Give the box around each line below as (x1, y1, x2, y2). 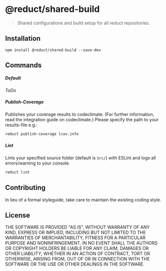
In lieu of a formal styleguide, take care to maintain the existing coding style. (5, 196, 162, 202)
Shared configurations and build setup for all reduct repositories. (17, 20, 150, 26)
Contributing (5, 183, 46, 192)
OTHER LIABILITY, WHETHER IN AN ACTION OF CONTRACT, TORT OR (5, 251, 150, 257)
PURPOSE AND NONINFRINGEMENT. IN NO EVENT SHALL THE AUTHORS (5, 240, 158, 246)
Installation (5, 34, 41, 43)
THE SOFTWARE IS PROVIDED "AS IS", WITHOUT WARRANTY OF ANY (5, 224, 150, 230)
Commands (5, 61, 42, 70)
